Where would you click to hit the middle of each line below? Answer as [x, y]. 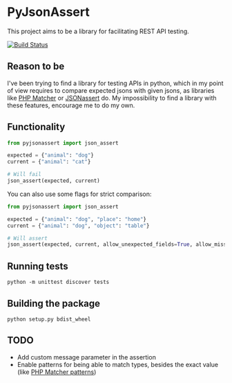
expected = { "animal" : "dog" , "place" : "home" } [77, 219]
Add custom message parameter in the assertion [87, 357]
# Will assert [28, 238]
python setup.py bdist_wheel [49, 319]
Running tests [38, 266]
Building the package [54, 303]
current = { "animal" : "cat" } [49, 162]
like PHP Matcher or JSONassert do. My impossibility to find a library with [112, 98]
